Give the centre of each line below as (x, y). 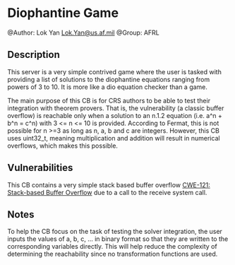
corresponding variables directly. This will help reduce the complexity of (112, 247)
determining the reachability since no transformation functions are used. (113, 254)
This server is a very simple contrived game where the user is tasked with (115, 71)
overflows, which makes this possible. (63, 146)
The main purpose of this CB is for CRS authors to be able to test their (109, 100)
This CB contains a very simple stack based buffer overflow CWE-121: (109, 184)
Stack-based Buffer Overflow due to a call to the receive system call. (107, 192)
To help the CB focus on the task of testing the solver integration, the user (115, 232)
